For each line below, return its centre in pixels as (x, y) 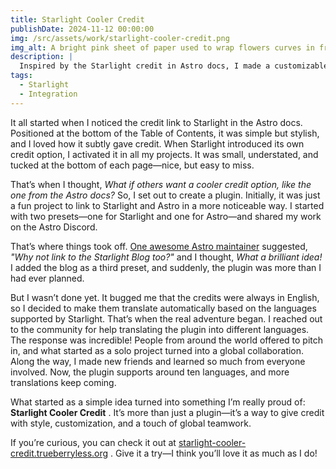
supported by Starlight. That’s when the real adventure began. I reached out (166, 318)
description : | (42, 57)
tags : (21, 76)
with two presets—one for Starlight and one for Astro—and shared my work (166, 216)
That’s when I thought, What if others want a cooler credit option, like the (161, 184)
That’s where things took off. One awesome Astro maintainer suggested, (159, 246)
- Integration (48, 94)
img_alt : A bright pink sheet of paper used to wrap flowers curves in (162, 47)
